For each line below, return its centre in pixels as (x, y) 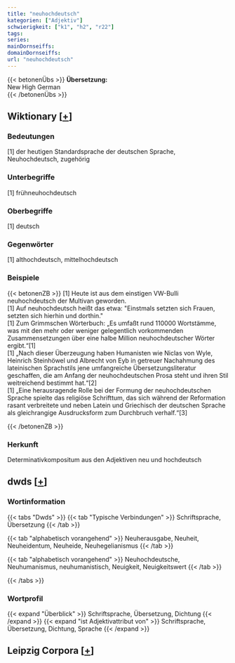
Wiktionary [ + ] (40, 117)
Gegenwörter (31, 244)
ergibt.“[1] (22, 346)
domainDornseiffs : (34, 53)
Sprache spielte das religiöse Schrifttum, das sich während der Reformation (116, 398)
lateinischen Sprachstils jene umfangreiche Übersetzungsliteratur (102, 368)
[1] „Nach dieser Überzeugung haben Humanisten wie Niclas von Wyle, (110, 353)
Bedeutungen (31, 136)
